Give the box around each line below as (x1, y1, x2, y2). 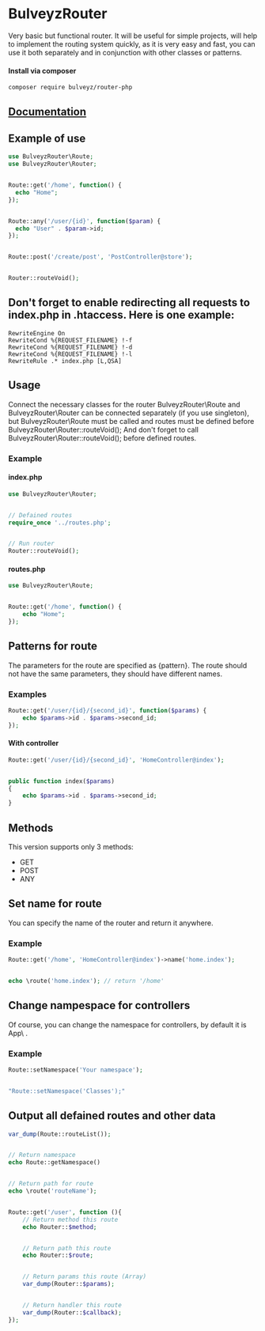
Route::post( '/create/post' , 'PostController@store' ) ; (8, 253, 193, 261)
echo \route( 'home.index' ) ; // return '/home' (8, 977, 165, 985)
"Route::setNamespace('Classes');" (8, 1087, 126, 1095)
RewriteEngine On (8, 329, 66, 337)
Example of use (8, 131, 86, 145)
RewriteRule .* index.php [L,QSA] (8, 357, 123, 365)
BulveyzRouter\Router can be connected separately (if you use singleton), (8, 408, 249, 418)
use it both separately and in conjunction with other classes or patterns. (8, 47, 243, 57)
